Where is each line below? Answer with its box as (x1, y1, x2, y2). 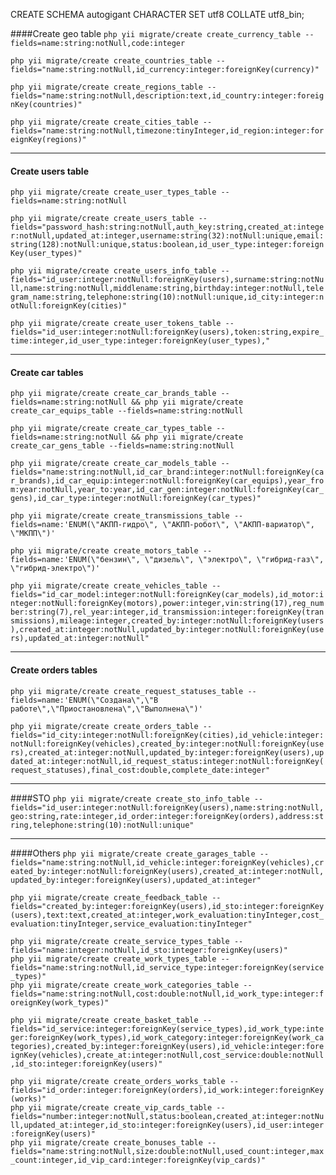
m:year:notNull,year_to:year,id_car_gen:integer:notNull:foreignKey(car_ (10, 485, 325, 495)
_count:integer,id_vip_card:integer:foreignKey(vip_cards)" (10, 1155, 267, 1165)
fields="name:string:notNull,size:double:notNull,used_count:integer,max (10, 1146, 325, 1156)
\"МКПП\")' (10, 529, 56, 539)
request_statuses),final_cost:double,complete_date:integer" (10, 765, 271, 775)
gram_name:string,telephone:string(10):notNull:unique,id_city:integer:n (10, 292, 325, 303)
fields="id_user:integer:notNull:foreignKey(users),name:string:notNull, (10, 802, 325, 813)
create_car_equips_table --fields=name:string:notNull (10, 406, 244, 416)
